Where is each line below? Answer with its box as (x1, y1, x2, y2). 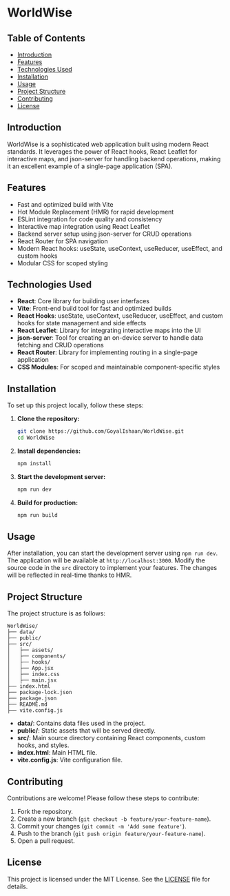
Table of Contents (7, 32, 86, 44)
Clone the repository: (17, 415, 80, 423)
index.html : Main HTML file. (17, 749, 98, 757)
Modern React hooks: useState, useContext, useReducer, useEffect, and (17, 244, 222, 252)
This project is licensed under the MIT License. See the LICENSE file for (7, 875, 211, 883)
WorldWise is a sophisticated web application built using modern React (7, 140, 209, 148)
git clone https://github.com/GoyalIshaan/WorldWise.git (17, 428, 185, 435)
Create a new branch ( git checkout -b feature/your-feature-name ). (17, 815, 211, 823)
